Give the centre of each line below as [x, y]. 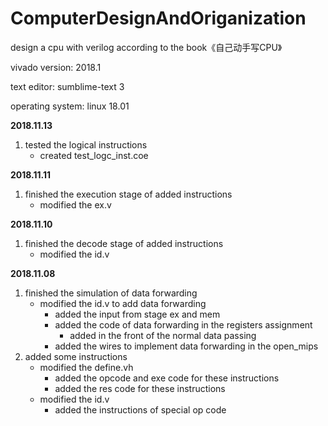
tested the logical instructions [86, 144]
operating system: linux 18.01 [70, 106]
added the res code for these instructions [140, 388]
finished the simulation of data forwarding [111, 293]
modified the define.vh [86, 367]
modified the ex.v [75, 204]
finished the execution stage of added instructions [128, 194]
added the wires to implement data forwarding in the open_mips [186, 346]
